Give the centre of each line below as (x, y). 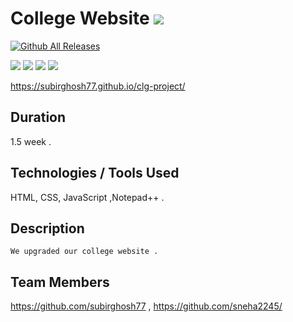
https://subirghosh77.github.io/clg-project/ (98, 86)
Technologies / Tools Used (95, 173)
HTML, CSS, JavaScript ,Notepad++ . (87, 197)
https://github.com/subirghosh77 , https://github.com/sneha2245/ (146, 306)
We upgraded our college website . (84, 252)
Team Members (60, 282)
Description (47, 228)
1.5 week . (31, 141)
